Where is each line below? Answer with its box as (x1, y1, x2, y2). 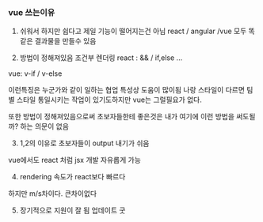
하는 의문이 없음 (19, 122, 70, 131)
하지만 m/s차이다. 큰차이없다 (8, 189, 97, 198)
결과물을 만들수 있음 (34, 36, 97, 46)
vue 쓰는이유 (8, 6, 55, 17)
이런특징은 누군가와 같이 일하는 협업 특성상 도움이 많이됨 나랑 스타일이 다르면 (8, 85, 246, 95)
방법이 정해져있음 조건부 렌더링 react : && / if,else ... (19, 53, 183, 62)
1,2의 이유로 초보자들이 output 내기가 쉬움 (19, 138, 150, 148)
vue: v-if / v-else (8, 69, 63, 78)
